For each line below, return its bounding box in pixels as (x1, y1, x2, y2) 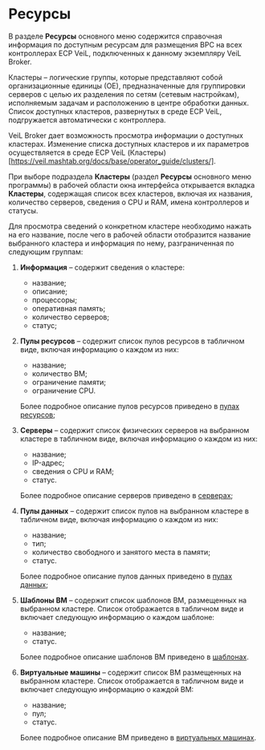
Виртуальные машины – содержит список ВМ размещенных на (19, 667, 242, 677)
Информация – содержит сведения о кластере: (19, 262, 185, 272)
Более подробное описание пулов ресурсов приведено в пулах (19, 401, 239, 411)
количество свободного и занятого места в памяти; (31, 547, 211, 557)
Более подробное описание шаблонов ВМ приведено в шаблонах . (19, 651, 249, 662)
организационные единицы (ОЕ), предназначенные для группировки (8, 81, 246, 91)
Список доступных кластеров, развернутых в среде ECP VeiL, (8, 106, 222, 116)
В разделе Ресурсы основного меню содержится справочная (8, 31, 222, 41)
